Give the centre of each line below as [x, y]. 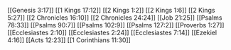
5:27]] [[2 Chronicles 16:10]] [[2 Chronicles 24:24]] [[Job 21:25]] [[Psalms [115, 18]
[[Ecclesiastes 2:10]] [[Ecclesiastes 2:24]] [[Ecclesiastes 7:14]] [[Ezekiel [112, 32]
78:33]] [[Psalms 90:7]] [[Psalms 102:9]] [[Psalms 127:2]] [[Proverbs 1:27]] [116, 25]
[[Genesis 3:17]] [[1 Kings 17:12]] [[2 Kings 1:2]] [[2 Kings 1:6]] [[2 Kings [111, 10]
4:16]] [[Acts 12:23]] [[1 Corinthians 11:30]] [69, 40]
